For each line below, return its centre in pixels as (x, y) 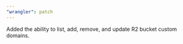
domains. (18, 35)
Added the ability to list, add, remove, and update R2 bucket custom (92, 29)
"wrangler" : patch (30, 12)
